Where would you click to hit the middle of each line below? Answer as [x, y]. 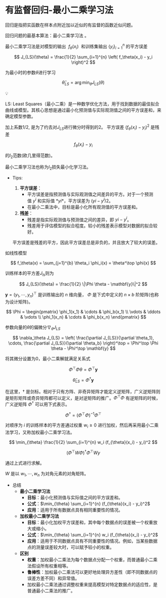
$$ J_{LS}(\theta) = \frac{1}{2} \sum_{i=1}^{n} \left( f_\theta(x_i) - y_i [83, 57]
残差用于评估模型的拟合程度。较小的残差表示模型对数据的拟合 [90, 226]
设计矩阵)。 [21, 302]
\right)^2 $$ [83, 62]
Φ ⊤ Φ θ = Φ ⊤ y [83, 369]
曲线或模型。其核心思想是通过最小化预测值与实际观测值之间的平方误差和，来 [83, 110]
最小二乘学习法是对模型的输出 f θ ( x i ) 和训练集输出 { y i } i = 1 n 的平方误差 [76, 46]
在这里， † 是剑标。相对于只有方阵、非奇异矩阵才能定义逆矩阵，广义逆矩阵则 [83, 391]
